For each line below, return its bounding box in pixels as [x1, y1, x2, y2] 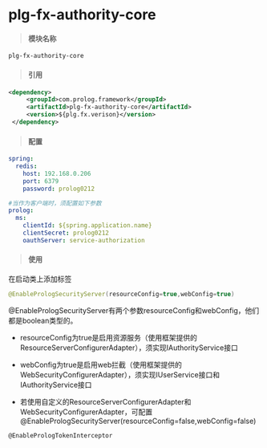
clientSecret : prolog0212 [22, 229, 110, 238]
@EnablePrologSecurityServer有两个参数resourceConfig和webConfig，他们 [8, 305, 260, 315]
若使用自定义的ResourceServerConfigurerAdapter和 [19, 397, 192, 406]
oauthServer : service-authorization [22, 236, 146, 244]
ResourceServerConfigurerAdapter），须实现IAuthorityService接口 [19, 343, 238, 352]
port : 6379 [22, 177, 59, 185]
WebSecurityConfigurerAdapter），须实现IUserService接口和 [19, 369, 220, 379]
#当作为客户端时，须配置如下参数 [8, 199, 102, 207]
